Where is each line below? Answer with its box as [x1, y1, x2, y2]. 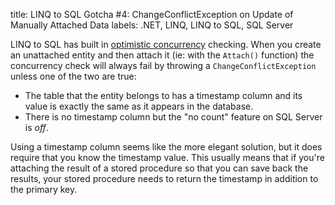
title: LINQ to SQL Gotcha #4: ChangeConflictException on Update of [10, 9, 294, 20]
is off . [24, 122, 49, 133]
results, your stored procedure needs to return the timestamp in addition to [10, 173, 319, 184]
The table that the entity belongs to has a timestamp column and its [24, 90, 303, 101]
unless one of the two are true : [10, 70, 137, 82]
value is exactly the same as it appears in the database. [24, 100, 254, 112]
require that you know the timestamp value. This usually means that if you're [10, 152, 325, 163]
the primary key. [10, 184, 78, 195]
